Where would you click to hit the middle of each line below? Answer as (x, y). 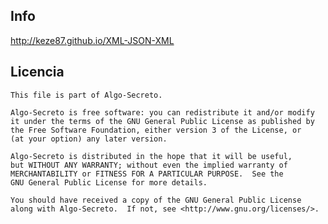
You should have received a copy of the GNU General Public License (156, 200)
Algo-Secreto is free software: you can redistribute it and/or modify (162, 112)
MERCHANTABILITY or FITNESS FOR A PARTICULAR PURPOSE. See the (147, 174)
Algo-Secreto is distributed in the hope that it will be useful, (151, 156)
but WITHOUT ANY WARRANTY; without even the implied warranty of (149, 165)
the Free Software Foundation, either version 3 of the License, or (156, 130)
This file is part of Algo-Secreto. (86, 95)
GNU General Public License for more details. (109, 182)
